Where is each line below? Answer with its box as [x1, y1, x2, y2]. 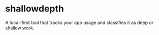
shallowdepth [5, 3, 65, 14]
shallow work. [5, 24, 35, 30]
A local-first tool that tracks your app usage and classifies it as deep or [5, 19, 154, 25]
